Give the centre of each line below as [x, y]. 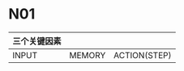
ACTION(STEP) [142, 55]
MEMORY [88, 55]
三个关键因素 [37, 41]
